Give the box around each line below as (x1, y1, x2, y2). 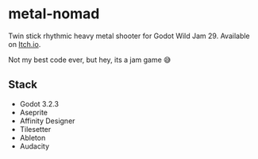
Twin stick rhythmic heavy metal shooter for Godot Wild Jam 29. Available (8, 31, 250, 41)
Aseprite (19, 107, 48, 117)
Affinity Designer (19, 116, 75, 126)
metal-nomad (8, 5, 100, 23)
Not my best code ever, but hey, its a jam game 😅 (8, 55, 171, 64)
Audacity (19, 141, 50, 151)
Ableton (19, 133, 46, 142)
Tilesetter (19, 124, 52, 134)
